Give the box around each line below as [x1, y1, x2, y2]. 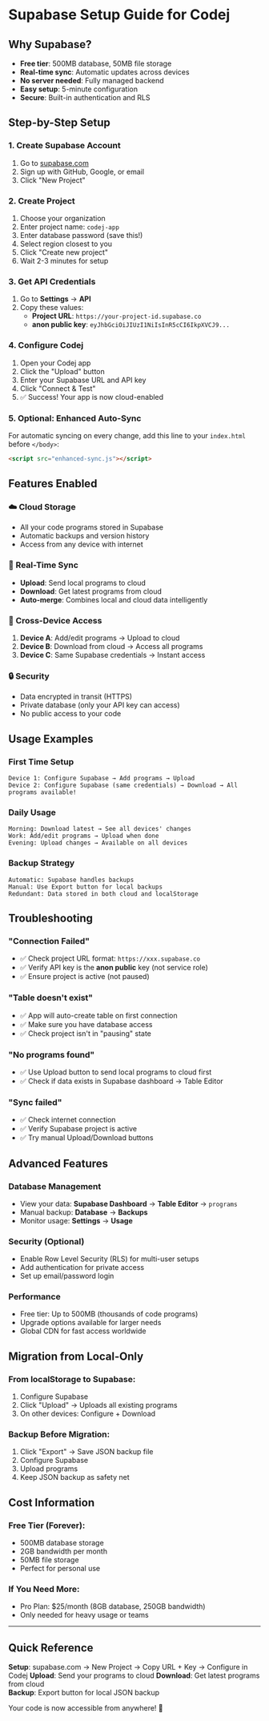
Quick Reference [8, 1641, 94, 1654]
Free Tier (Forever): [8, 1520, 86, 1531]
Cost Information [8, 1496, 94, 1509]
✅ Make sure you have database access [19, 1019, 153, 1029]
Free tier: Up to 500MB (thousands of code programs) [19, 1309, 199, 1319]
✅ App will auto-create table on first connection [19, 1010, 178, 1020]
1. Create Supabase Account [8, 140, 122, 151]
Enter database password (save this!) [19, 230, 143, 240]
